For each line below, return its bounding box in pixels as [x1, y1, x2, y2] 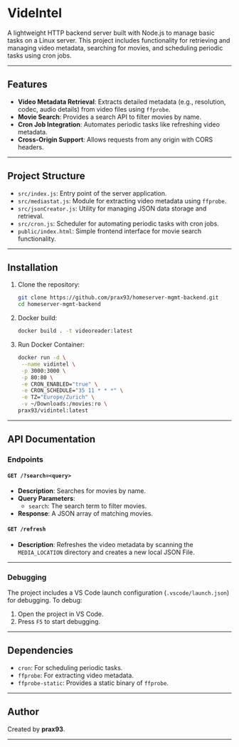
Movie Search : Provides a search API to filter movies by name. [17, 112, 201, 121]
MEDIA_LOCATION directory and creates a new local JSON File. [17, 548, 195, 556]
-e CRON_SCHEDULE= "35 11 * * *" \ [21, 387, 124, 394]
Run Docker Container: [17, 340, 85, 349]
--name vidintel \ [21, 361, 76, 368]
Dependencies [7, 645, 73, 657]
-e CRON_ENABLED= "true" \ [21, 381, 98, 388]
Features [7, 78, 48, 90]
